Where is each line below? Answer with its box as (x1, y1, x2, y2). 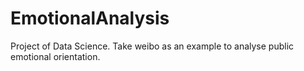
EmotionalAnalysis (10, 7, 170, 30)
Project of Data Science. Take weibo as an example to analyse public (10, 40, 295, 52)
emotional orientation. (10, 50, 101, 62)
